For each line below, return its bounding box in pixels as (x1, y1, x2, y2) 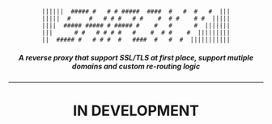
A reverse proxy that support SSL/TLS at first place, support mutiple (19, 52, 253, 62)
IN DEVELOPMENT (72, 101, 200, 120)
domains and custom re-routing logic (71, 61, 201, 71)
